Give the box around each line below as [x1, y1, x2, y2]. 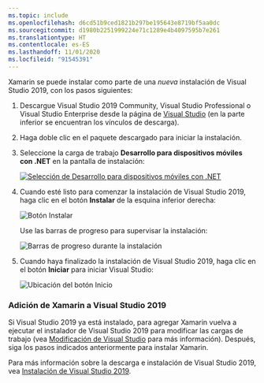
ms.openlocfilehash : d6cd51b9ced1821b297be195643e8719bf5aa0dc [8, 19, 221, 27]
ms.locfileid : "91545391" [8, 56, 93, 64]
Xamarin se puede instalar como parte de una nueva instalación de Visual [8, 76, 247, 87]
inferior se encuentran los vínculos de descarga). [19, 117, 180, 127]
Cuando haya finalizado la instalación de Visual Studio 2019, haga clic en [19, 256, 256, 266]
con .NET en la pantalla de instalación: [19, 156, 145, 165]
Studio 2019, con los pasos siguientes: [8, 85, 133, 95]
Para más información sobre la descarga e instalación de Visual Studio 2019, [8, 358, 257, 367]
